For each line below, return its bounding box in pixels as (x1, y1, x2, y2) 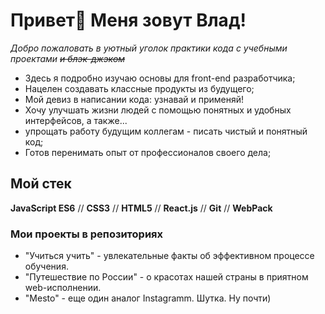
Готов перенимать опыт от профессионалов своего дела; (24, 146, 272, 158)
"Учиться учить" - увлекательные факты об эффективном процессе (24, 250, 315, 262)
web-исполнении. (24, 282, 102, 294)
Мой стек (10, 175, 72, 193)
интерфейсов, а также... (24, 114, 128, 126)
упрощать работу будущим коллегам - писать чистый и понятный (24, 125, 308, 137)
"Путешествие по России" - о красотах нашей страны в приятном (24, 271, 309, 283)
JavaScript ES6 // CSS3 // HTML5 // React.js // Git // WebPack (10, 202, 273, 214)
